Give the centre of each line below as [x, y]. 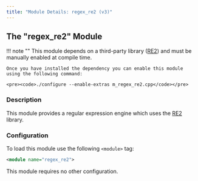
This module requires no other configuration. [62, 171]
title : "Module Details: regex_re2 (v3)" [60, 12]
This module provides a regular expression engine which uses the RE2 [94, 113]
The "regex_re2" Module [54, 37]
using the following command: [45, 74]
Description [24, 100]
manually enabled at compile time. [49, 58]
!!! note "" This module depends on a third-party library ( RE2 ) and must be [99, 51]
